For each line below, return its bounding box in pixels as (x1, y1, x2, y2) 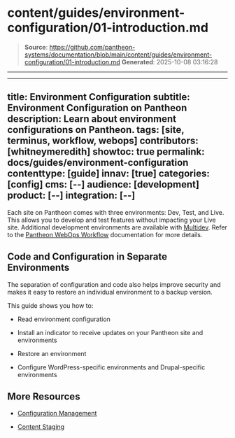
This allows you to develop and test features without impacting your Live (7, 216, 216, 224)
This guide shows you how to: (7, 301, 94, 309)
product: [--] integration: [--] (7, 190, 136, 202)
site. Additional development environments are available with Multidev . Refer (7, 222, 227, 232)
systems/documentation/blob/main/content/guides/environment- (24, 50, 212, 59)
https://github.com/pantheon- (49, 43, 136, 51)
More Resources (7, 390, 80, 402)
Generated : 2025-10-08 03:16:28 (121, 57, 218, 66)
